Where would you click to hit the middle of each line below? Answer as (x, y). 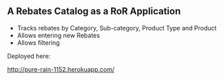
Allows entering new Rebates (58, 35)
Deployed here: (29, 56)
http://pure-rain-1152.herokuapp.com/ (61, 69)
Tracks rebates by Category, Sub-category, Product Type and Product (117, 28)
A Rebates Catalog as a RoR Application (94, 11)
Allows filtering (38, 42)
